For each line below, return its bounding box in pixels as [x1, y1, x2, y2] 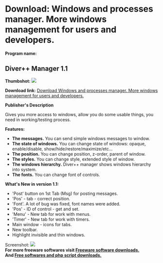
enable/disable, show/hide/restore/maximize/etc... [12, 146, 113, 152]
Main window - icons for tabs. [12, 221, 72, 227]
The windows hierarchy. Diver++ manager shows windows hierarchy [12, 161, 151, 167]
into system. [12, 166, 37, 172]
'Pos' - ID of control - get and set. [12, 206, 80, 212]
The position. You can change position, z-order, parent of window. [12, 151, 146, 157]
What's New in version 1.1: [5, 181, 59, 187]
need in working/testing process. [5, 117, 71, 123]
